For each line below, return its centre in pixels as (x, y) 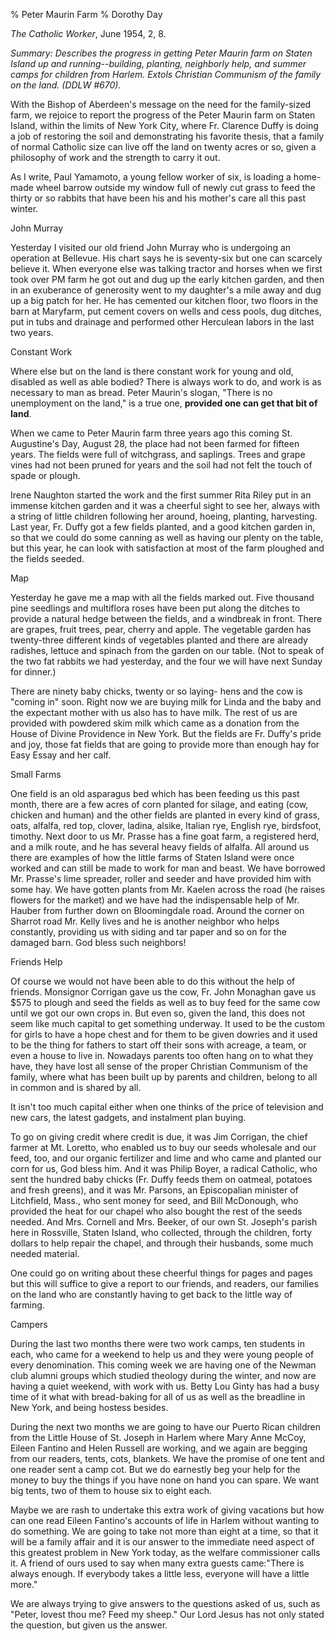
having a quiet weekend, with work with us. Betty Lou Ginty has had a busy (165, 1386)
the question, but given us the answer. (89, 1625)
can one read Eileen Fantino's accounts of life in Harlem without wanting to (165, 1520)
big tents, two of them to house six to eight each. (111, 1490)
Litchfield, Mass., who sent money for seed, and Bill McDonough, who (154, 1200)
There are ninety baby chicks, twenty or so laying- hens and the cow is (156, 691)
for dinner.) (33, 672)
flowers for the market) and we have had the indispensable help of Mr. (155, 900)
